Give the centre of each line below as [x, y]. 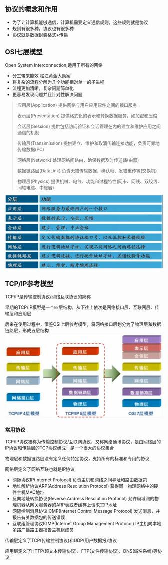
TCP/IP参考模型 [29, 284]
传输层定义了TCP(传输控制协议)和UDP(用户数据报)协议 [61, 540]
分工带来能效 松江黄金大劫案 [41, 75]
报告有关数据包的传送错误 [39, 517]
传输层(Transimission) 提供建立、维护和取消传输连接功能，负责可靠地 [88, 143]
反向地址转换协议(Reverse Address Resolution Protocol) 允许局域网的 [83, 498]
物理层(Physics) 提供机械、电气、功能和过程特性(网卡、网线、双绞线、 [90, 181]
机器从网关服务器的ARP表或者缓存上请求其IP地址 [67, 505]
